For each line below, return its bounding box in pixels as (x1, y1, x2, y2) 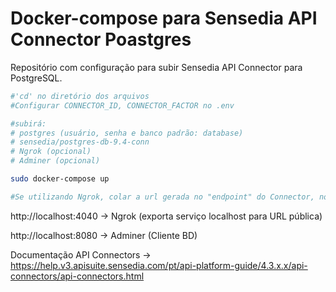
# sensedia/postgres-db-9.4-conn (10, 137, 150, 147)
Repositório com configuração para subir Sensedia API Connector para (10, 61, 303, 73)
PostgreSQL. (10, 72, 63, 84)
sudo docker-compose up (10, 174, 110, 184)
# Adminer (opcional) (10, 156, 101, 166)
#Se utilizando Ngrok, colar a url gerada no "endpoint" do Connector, (10, 192, 315, 202)
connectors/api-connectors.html (10, 270, 145, 282)
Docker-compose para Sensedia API (10, 7, 318, 30)
